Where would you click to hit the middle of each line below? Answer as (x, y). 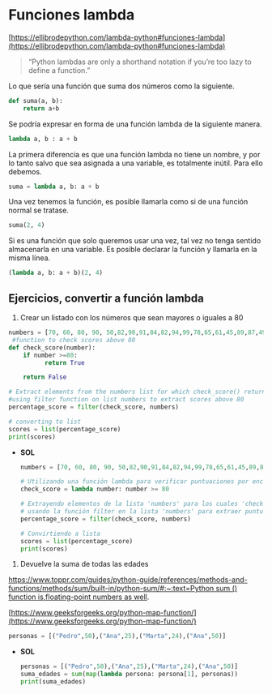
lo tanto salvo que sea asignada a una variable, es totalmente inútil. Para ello (136, 163)
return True (64, 362)
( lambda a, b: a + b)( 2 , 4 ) (56, 273)
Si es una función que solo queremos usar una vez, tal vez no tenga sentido (135, 241)
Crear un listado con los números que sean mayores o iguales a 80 (132, 317)
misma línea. (30, 258)
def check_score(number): (52, 347)
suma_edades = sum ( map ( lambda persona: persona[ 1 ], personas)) (129, 675)
